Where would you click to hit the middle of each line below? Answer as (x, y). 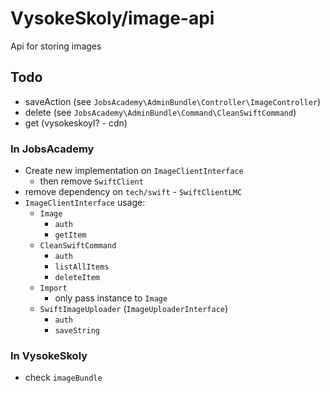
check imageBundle (63, 378)
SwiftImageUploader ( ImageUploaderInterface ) (134, 309)
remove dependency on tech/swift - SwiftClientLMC (133, 192)
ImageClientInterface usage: (85, 203)
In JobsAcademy (52, 149)
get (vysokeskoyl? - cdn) (76, 123)
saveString (77, 331)
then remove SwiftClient (91, 181)
